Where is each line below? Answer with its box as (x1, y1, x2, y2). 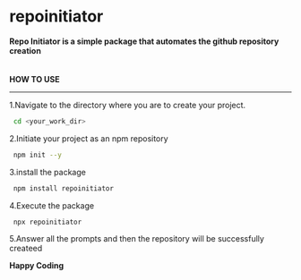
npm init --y (13, 150, 63, 159)
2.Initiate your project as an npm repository (9, 132, 168, 144)
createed (9, 243, 43, 254)
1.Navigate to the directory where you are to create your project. (9, 99, 246, 110)
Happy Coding (9, 260, 64, 271)
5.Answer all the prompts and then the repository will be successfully (9, 233, 264, 244)
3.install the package (9, 166, 87, 177)
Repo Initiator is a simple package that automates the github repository (9, 36, 279, 47)
